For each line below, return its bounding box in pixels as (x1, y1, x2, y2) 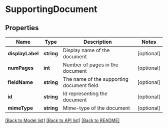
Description (83, 39, 112, 45)
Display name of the (62, 47, 110, 54)
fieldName (7, 79, 33, 86)
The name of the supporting (62, 76, 128, 82)
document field (62, 82, 98, 89)
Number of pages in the (62, 61, 118, 68)
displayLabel (7, 50, 39, 57)
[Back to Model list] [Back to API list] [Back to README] (5, 117, 120, 123)
